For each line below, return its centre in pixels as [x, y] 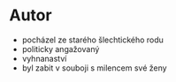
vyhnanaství [44, 58]
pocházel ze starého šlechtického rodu [92, 40]
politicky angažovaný [61, 48]
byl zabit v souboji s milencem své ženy [94, 68]
